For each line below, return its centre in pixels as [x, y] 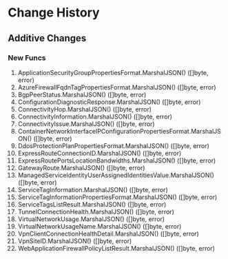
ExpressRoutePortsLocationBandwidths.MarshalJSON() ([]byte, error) [117, 160]
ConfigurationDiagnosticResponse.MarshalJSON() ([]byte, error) [109, 102]
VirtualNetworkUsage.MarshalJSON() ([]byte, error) [91, 219]
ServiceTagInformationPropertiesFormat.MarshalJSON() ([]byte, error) [117, 197]
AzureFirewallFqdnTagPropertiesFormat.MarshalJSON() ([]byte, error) [117, 87]
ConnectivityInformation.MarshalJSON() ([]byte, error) [95, 116]
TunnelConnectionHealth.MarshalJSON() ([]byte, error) [96, 211]
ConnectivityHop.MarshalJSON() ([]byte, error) [85, 109]
